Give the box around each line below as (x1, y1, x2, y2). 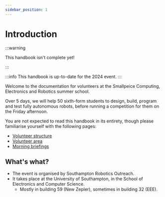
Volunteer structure (12, 133, 52, 139)
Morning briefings (12, 143, 50, 149)
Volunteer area (12, 138, 43, 144)
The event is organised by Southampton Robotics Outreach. (12, 171, 135, 177)
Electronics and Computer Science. (12, 181, 85, 187)
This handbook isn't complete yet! (5, 54, 75, 60)
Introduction (5, 28, 57, 39)
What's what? (5, 158, 49, 166)
